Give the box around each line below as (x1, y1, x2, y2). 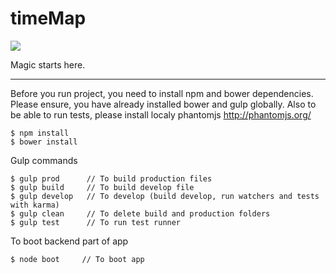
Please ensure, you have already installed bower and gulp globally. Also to (10, 98, 317, 110)
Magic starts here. (10, 58, 86, 71)
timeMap (10, 7, 87, 30)
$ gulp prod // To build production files (10, 173, 213, 184)
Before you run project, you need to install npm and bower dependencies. (10, 87, 314, 99)
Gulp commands (10, 154, 78, 166)
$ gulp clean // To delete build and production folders (10, 208, 271, 219)
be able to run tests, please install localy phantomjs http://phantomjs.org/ (10, 108, 312, 121)
